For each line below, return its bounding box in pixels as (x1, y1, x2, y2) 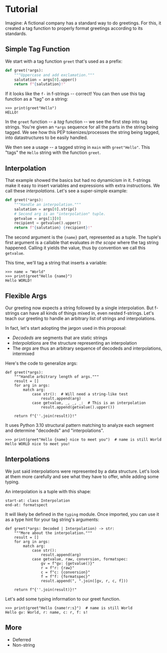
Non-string (12, 642, 35, 648)
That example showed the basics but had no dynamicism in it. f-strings (5, 177, 151, 183)
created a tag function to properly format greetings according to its (5, 25, 143, 31)
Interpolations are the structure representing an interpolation (12, 340, 137, 346)
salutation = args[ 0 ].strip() (14, 207, 77, 212)
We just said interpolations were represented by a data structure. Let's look (5, 468, 160, 474)
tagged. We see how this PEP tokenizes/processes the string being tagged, (5, 130, 160, 135)
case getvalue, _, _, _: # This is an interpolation (31, 400, 146, 405)
